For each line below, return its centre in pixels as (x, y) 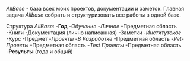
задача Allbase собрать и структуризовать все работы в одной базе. (94, 15)
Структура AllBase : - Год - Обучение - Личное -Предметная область (91, 26)
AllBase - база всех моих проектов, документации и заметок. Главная (95, 9)
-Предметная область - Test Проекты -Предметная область (105, 45)
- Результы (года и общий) (39, 52)
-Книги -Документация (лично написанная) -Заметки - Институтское (94, 33)
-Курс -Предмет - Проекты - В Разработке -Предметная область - (90, 39)
